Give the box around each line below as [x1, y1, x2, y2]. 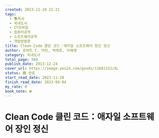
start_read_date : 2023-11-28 [5, 75, 64, 80]
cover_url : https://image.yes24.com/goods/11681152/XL [5, 66, 119, 71]
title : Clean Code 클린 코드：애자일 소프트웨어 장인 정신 [5, 43, 111, 48]
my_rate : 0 [5, 84, 27, 89]
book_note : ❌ [5, 89, 32, 94]
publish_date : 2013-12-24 [5, 61, 58, 66]
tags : [5, 12, 16, 17]
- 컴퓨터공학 [9, 30, 31, 35]
